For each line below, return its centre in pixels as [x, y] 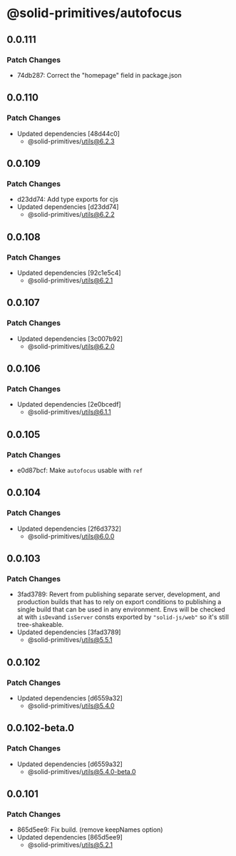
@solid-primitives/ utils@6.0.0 [71, 536]
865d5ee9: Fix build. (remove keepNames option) [90, 830]
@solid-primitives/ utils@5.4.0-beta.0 [82, 771]
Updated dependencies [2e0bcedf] [69, 404]
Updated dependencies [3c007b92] [70, 338]
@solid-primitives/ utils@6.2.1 [70, 280]
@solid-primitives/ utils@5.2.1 [70, 845]
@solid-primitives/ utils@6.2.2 [71, 215]
